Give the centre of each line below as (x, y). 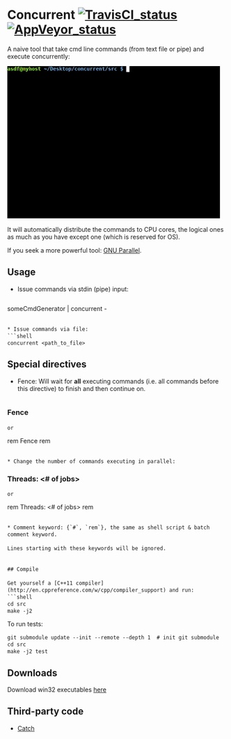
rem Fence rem (29, 440)
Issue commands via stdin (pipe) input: (73, 289)
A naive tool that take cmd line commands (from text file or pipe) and (106, 49)
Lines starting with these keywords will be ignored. (87, 549)
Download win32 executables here (57, 690)
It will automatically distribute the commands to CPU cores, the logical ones (115, 229)
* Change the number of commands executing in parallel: (91, 461)
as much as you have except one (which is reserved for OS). (94, 237)
